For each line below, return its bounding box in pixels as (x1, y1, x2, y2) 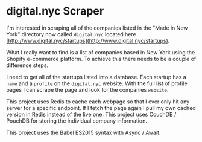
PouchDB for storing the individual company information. (6, 117, 148, 124)
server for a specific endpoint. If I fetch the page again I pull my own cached (6, 104, 196, 111)
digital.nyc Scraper (6, 4, 104, 18)
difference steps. (6, 62, 49, 69)
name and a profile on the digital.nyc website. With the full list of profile (6, 80, 188, 87)
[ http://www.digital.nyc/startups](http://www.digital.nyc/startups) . (6, 37, 170, 44)
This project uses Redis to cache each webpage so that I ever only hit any (6, 98, 190, 105)
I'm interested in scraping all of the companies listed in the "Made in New (6, 24, 188, 31)
